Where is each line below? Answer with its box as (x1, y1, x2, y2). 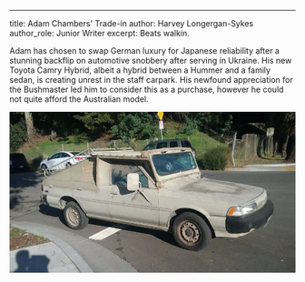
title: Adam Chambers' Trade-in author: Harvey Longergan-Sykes (9, 18, 254, 28)
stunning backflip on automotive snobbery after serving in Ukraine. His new (9, 55, 292, 65)
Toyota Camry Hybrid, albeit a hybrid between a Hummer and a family (9, 65, 271, 76)
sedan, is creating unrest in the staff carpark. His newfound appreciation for (9, 75, 293, 85)
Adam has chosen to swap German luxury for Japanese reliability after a (9, 45, 280, 55)
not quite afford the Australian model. (9, 94, 149, 105)
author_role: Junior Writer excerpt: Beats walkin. (9, 28, 191, 38)
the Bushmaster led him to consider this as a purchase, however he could (9, 84, 284, 95)
